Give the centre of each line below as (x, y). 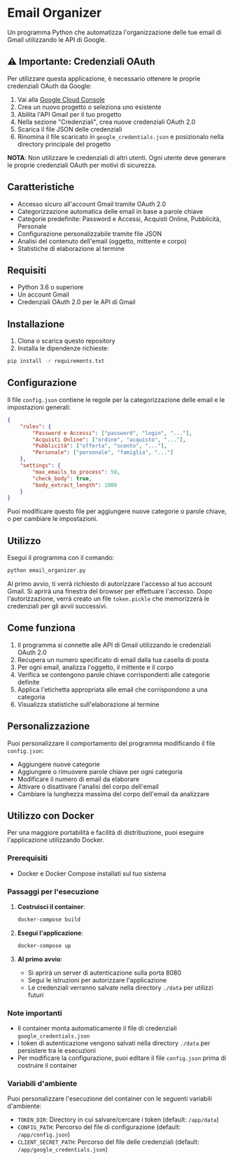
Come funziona (41, 628)
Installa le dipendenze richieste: (63, 348)
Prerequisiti (27, 858)
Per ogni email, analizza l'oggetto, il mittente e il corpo (96, 667)
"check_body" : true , (62, 478)
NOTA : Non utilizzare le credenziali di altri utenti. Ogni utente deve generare (116, 157)
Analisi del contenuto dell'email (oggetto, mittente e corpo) (102, 241)
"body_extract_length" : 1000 (75, 485)
